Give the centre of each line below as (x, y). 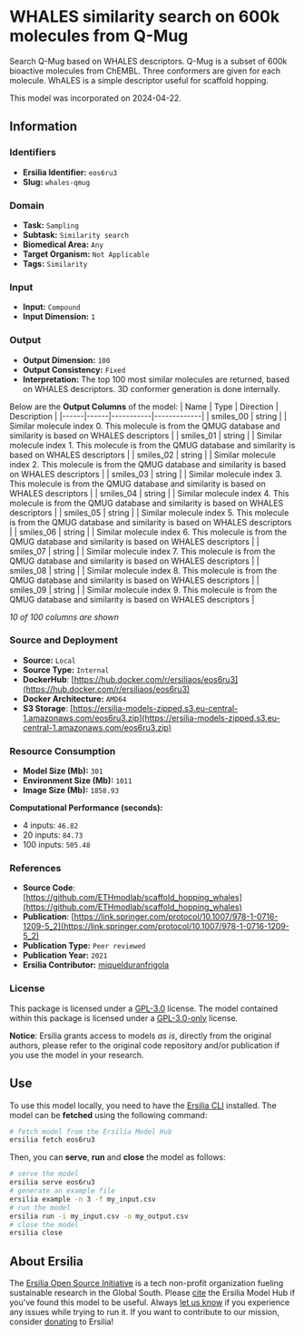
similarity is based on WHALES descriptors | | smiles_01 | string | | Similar (146, 435)
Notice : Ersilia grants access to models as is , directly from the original (141, 1036)
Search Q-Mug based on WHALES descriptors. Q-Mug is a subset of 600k (148, 61)
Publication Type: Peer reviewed (84, 946)
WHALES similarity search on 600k (144, 17)
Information (44, 127)
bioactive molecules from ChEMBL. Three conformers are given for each (145, 71)
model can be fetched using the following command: (108, 1115)
